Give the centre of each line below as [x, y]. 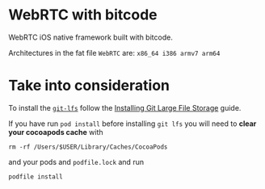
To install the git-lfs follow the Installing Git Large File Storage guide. [125, 107]
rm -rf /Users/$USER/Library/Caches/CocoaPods [88, 147]
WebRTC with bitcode [83, 15]
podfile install [36, 176]
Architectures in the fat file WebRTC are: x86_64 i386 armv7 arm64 [114, 52]
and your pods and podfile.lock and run [76, 162]
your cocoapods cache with [56, 132]
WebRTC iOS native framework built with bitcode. [91, 37]
